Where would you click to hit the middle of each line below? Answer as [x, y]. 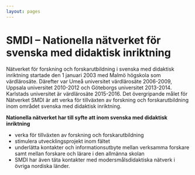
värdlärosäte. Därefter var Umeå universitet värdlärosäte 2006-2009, [89, 81]
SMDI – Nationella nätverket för [83, 40]
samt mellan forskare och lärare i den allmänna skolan [79, 153]
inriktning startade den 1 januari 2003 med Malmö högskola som [83, 75]
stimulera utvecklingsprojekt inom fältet [62, 141]
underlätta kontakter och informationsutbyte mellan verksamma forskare [102, 147]
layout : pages [23, 11]
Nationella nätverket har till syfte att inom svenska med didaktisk [87, 117]
